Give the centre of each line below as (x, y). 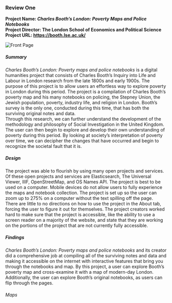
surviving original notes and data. (40, 113)
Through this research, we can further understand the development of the (83, 119)
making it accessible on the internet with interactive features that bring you (84, 261)
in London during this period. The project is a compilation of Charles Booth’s (86, 92)
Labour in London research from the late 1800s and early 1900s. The (78, 81)
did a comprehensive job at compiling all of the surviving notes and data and (86, 256)
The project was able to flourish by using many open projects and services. (85, 171)
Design (13, 158)
